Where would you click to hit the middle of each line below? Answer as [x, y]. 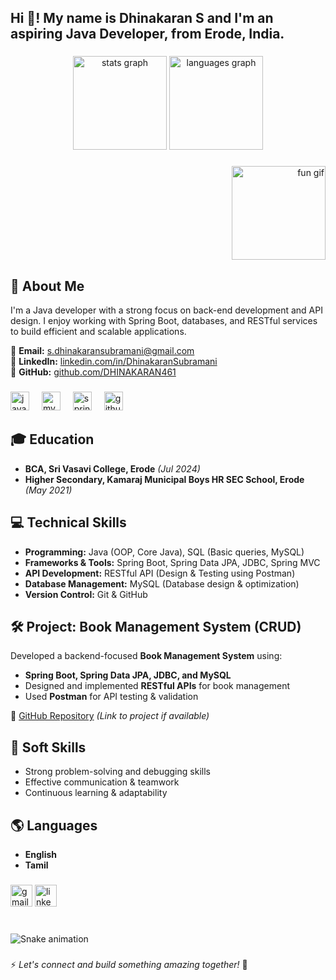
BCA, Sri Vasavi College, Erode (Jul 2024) [112, 468]
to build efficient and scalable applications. [98, 332]
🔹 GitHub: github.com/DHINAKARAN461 [93, 372]
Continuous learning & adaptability [96, 793]
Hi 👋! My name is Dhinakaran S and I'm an [142, 18]
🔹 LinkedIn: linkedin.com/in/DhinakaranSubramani [114, 362]
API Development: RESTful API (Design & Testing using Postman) [160, 573]
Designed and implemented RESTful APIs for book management [157, 686]
